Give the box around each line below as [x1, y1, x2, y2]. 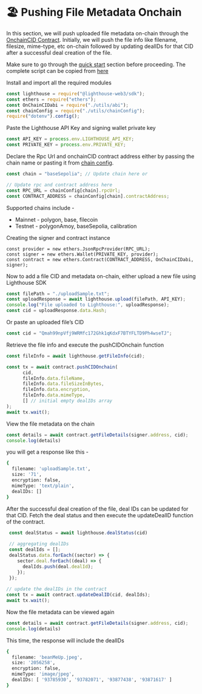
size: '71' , [12, 472, 42, 478]
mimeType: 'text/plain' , [12, 483, 75, 489]
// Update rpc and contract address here [6, 182, 113, 188]
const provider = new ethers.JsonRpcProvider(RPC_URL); [6, 246, 150, 252]
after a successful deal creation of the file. [6, 49, 112, 56]
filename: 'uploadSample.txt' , [12, 466, 91, 472]
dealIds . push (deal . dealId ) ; [22, 563, 94, 570]
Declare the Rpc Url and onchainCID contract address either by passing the [6, 153, 195, 160]
